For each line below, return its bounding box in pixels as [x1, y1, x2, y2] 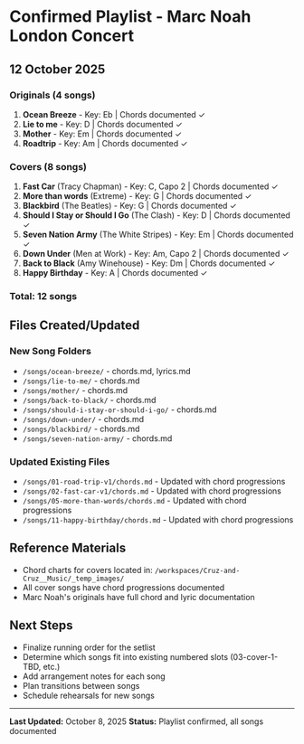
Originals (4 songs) [9, 89, 96, 101]
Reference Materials [9, 541, 127, 556]
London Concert [9, 25, 134, 46]
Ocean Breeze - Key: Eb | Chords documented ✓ [22, 108, 206, 119]
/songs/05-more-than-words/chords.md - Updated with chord [22, 495, 247, 506]
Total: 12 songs [9, 290, 78, 303]
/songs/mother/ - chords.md [22, 384, 128, 395]
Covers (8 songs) [9, 160, 88, 173]
